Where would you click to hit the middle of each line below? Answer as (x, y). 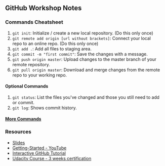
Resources (18, 132)
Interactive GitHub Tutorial (39, 153)
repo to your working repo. (40, 75)
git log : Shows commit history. (44, 108)
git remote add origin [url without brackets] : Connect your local (82, 38)
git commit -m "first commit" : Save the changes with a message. (80, 54)
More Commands (23, 119)
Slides (19, 142)
